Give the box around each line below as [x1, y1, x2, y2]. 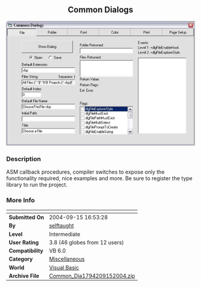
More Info [6, 196, 35, 204]
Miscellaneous [48, 255, 85, 263]
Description [6, 154, 41, 163]
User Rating [8, 238, 39, 246]
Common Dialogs [68, 5, 133, 15]
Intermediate [48, 231, 81, 238]
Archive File [8, 272, 39, 279]
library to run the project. [6, 181, 68, 188]
